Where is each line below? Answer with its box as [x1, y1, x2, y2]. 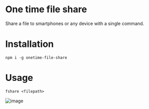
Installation [5, 38, 54, 50]
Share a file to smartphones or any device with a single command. [5, 20, 144, 26]
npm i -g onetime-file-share [5, 55, 67, 60]
